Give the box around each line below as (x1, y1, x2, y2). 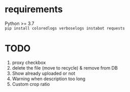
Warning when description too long (12, 75, 85, 82)
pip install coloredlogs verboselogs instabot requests (5, 25, 125, 31)
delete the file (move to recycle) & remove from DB (12, 65, 118, 71)
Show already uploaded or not (12, 70, 75, 76)
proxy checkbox (12, 59, 46, 66)
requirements (5, 4, 63, 15)
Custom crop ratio (12, 81, 50, 87)
